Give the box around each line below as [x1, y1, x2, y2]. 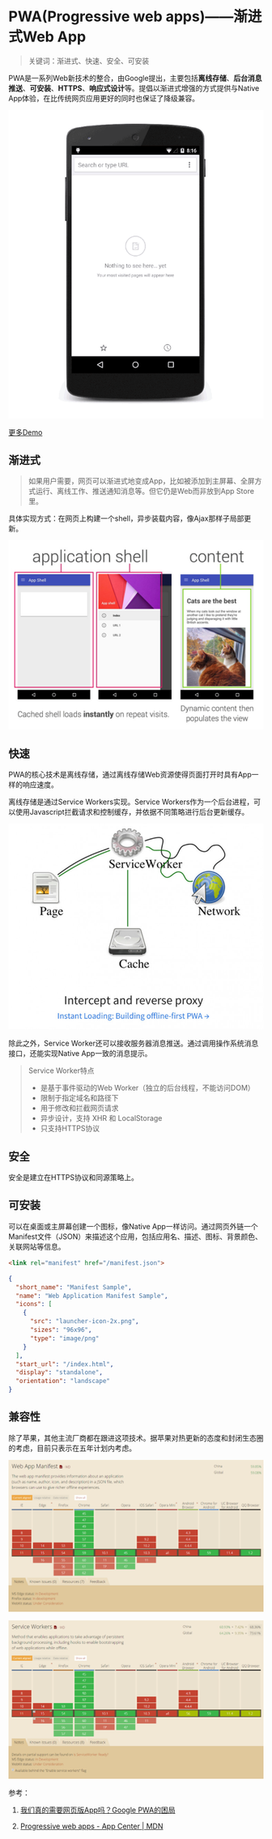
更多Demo [8, 427, 43, 437]
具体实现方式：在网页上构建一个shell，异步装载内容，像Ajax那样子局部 [8, 513, 244, 523]
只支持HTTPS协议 [40, 1123, 100, 1134]
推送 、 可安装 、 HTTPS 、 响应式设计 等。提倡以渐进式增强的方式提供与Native [8, 83, 260, 93]
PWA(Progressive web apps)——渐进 [8, 7, 262, 26]
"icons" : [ [15, 1300, 53, 1309]
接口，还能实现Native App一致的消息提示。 [8, 1049, 152, 1058]
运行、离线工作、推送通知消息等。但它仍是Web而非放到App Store [35, 487, 255, 496]
